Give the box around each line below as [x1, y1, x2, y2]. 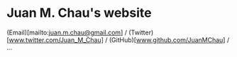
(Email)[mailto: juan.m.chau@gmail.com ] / [6, 28, 127, 37]
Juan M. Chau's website [6, 5, 152, 21]
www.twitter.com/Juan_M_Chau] [9, 35, 104, 44]
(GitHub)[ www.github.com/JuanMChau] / [109, 35, 230, 44]
